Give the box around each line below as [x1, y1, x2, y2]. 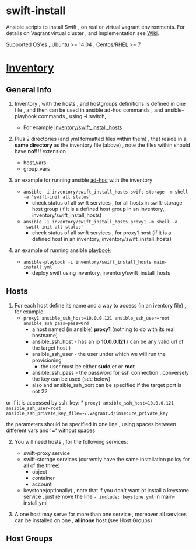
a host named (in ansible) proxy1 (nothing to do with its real [32, 326, 175, 333]
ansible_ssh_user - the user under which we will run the [32, 350, 166, 357]
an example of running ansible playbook [14, 247, 111, 254]
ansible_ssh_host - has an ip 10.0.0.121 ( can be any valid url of [32, 338, 184, 345]
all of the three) [23, 462, 60, 469]
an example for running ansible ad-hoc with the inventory [14, 177, 153, 184]
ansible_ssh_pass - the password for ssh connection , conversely [32, 369, 190, 376]
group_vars [23, 165, 51, 172]
